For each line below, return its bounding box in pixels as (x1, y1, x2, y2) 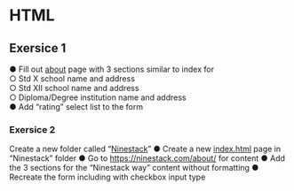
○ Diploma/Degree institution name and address (9, 92, 187, 103)
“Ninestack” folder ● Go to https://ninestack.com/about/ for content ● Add (9, 153, 286, 164)
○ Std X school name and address (9, 73, 136, 84)
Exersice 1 (9, 41, 67, 56)
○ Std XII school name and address (9, 83, 139, 93)
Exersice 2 (9, 123, 56, 135)
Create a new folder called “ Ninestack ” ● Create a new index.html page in (9, 143, 282, 155)
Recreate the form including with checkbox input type (9, 172, 206, 182)
